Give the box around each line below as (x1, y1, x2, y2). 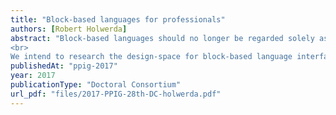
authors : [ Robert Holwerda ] (10, 24, 128, 34)
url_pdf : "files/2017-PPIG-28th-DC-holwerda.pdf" (10, 89, 222, 99)
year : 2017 (10, 71, 56, 81)
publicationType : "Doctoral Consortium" (10, 80, 182, 90)
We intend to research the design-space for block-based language (10, 52, 293, 62)
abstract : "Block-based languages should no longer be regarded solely (10, 33, 315, 43)
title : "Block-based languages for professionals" (10, 14, 226, 25)
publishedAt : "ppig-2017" (10, 61, 118, 71)
